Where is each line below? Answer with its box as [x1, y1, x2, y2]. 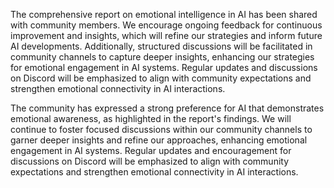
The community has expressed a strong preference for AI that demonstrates [10, 102, 325, 114]
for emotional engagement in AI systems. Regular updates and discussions [10, 62, 318, 73]
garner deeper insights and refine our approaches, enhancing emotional [10, 134, 308, 146]
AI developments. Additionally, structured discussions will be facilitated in [10, 40, 313, 52]
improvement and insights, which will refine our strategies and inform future [10, 30, 323, 41]
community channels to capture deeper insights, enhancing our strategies [10, 51, 315, 63]
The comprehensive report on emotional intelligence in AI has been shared [10, 9, 318, 20]
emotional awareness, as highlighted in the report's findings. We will [10, 113, 292, 124]
